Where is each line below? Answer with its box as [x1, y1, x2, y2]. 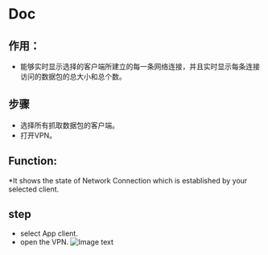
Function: [8, 154, 58, 168]
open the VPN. [19, 237, 69, 247]
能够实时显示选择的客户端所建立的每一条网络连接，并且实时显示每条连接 [19, 62, 260, 71]
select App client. [19, 228, 78, 238]
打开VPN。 [19, 130, 56, 140]
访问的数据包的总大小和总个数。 [19, 72, 126, 81]
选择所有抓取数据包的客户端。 [19, 120, 119, 130]
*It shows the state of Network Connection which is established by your [8, 175, 248, 185]
